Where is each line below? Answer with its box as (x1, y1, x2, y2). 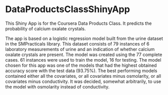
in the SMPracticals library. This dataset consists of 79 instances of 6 (5, 40, 150, 46)
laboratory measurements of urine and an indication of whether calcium (5, 46, 155, 52)
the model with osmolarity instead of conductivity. (5, 83, 110, 89)
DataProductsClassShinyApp (5, 4, 130, 15)
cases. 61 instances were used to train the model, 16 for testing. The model (5, 57, 161, 63)
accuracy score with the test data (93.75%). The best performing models (5, 67, 158, 74)
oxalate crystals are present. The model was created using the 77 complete (5, 52, 162, 58)
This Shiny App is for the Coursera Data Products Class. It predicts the (5, 20, 152, 26)
